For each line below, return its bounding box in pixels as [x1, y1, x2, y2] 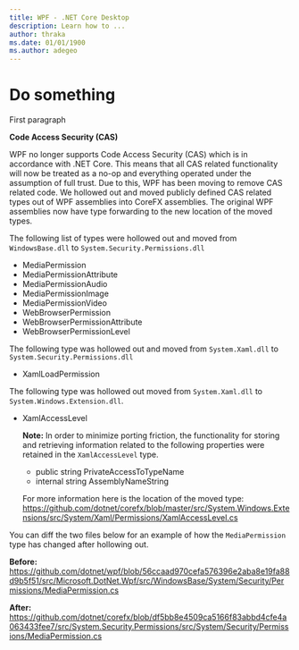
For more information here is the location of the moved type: [21, 494, 245, 504]
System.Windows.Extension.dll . [9, 395, 124, 407]
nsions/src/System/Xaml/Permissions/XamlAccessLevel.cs [21, 512, 238, 523]
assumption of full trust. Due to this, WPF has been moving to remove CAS [9, 178, 283, 189]
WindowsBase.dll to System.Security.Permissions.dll [9, 242, 205, 253]
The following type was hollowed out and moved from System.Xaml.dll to [9, 343, 279, 354]
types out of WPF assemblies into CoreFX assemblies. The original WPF [9, 197, 274, 207]
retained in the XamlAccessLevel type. [21, 449, 159, 460]
